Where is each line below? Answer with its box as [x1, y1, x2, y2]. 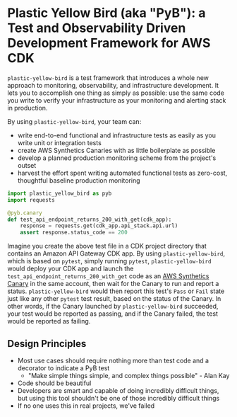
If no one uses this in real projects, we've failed [17, 401, 155, 410]
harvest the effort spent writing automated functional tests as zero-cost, [17, 168, 228, 177]
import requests [7, 196, 55, 203]
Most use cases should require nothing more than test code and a [17, 356, 209, 365]
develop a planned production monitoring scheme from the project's [17, 154, 217, 162]
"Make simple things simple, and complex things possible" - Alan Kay [28, 372, 230, 379]
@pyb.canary [7, 209, 42, 217]
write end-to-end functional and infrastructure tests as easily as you [17, 131, 217, 139]
